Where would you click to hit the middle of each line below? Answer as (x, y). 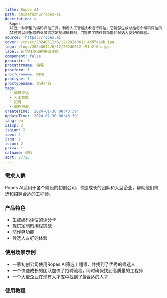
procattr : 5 (17, 61)
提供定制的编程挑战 (32, 226)
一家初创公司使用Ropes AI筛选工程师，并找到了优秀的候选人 (74, 264)
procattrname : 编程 (25, 65)
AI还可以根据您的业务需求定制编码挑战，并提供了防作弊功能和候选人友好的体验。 (80, 33)
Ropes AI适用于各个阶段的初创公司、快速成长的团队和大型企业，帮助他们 (80, 187)
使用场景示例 (21, 252)
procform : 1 (17, 70)
